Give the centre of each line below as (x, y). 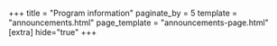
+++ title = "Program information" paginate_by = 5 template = (123, 13)
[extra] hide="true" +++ (52, 32)
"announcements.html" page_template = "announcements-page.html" (139, 23)
